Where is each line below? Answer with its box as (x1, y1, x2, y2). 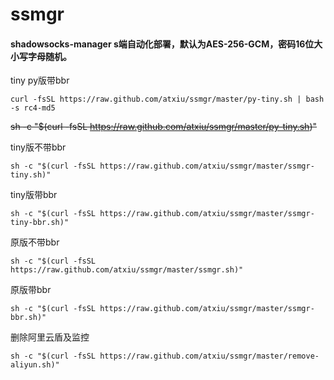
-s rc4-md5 (10, 103, 56, 113)
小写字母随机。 (10, 50, 72, 62)
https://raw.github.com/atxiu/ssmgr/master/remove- (99, 351, 320, 362)
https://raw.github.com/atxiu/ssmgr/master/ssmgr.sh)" (10, 265, 244, 275)
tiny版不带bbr (10, 141, 67, 153)
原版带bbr (10, 284, 52, 296)
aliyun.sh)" (10, 360, 60, 370)
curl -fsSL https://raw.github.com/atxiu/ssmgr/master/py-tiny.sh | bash (10, 94, 325, 105)
